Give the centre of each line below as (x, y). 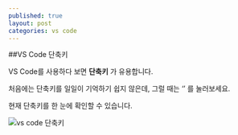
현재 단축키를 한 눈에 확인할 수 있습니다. (70, 106)
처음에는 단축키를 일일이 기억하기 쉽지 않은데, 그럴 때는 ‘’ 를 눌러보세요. (119, 88)
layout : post (30, 23)
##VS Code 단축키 (38, 55)
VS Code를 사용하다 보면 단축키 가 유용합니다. (81, 72)
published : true (35, 16)
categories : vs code (43, 31)
